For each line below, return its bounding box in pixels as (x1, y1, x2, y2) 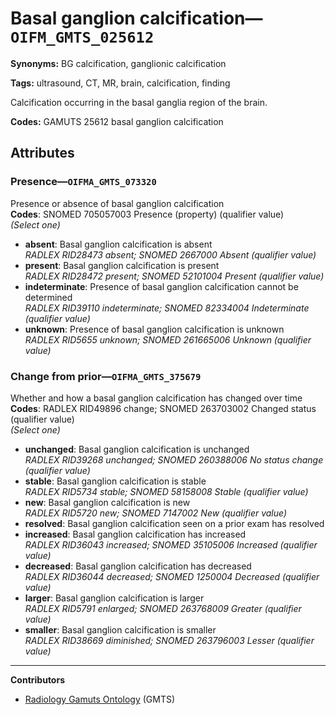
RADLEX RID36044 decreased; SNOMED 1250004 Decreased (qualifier (24, 570, 320, 582)
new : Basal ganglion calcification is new (24, 496, 191, 508)
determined (24, 291, 73, 303)
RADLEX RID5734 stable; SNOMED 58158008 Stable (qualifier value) (24, 485, 309, 497)
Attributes (10, 145, 75, 162)
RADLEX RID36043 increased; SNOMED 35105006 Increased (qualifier (24, 538, 318, 551)
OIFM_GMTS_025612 (10, 28, 155, 47)
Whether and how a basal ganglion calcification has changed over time (10, 392, 303, 404)
